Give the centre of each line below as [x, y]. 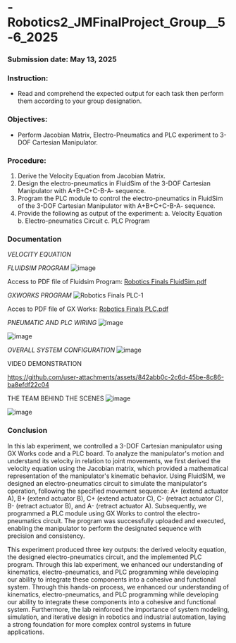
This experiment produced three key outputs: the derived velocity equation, [117, 549]
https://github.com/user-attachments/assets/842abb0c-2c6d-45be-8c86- [116, 377]
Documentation [35, 239]
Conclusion [27, 431]
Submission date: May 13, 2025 [62, 59]
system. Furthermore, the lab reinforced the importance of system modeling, [118, 609]
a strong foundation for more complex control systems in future [99, 624]
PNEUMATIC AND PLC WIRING [52, 323]
